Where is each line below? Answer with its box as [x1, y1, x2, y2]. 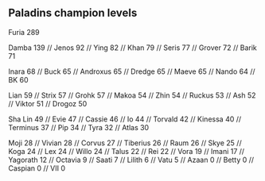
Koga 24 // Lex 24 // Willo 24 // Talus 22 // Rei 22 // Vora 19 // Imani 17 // [8, 146, 245, 156]
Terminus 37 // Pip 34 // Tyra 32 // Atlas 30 [8, 122, 150, 132]
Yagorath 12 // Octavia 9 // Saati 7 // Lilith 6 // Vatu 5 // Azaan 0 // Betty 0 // [8, 155, 255, 164]
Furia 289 [8, 27, 40, 37]
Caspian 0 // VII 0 [8, 163, 66, 173]
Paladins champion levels [8, 6, 138, 20]
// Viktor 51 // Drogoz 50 [8, 98, 88, 108]
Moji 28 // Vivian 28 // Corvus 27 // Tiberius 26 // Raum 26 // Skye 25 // [8, 138, 242, 148]
